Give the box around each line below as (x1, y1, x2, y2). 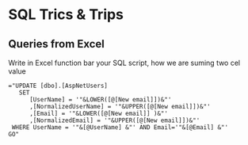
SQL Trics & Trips (8, 6, 124, 24)
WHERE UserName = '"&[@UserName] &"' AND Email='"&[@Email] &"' (11, 124, 228, 132)
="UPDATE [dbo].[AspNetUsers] (8, 82, 109, 90)
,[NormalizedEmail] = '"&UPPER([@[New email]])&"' (29, 116, 200, 124)
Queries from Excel (8, 37, 105, 51)
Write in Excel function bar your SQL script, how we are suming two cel (8, 58, 241, 67)
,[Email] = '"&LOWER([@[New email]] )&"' (29, 109, 169, 117)
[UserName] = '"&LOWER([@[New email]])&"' (29, 96, 172, 104)
